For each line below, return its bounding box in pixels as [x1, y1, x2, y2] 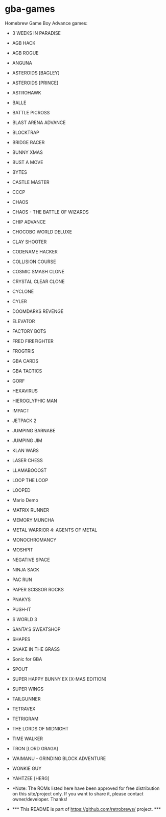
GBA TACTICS [12, 368, 42, 374]
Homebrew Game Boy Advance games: [5, 20, 88, 26]
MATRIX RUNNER [12, 507, 50, 513]
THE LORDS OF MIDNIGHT [12, 725, 69, 731]
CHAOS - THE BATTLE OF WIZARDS [12, 209, 89, 215]
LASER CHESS [12, 457, 43, 463]
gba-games [5, 3, 55, 15]
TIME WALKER [12, 735, 43, 742]
